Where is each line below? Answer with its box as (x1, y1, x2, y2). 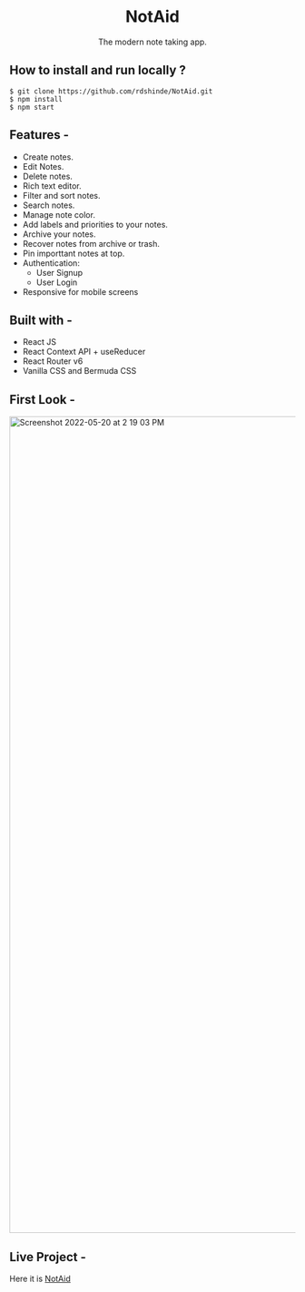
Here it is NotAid (9, 1273, 71, 1284)
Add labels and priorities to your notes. (22, 219, 168, 230)
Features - (9, 127, 70, 142)
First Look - (9, 392, 75, 407)
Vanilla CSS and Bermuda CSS (22, 366, 137, 377)
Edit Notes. (22, 161, 64, 171)
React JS (22, 337, 57, 347)
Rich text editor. (22, 180, 82, 191)
